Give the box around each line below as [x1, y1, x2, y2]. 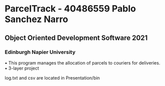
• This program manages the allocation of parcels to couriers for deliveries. [5, 59, 160, 65]
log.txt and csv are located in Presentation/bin [5, 74, 100, 80]
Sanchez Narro [5, 13, 68, 25]
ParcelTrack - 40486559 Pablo [5, 3, 136, 14]
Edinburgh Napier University [5, 48, 76, 55]
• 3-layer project [5, 65, 40, 71]
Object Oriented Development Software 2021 [5, 33, 148, 42]
